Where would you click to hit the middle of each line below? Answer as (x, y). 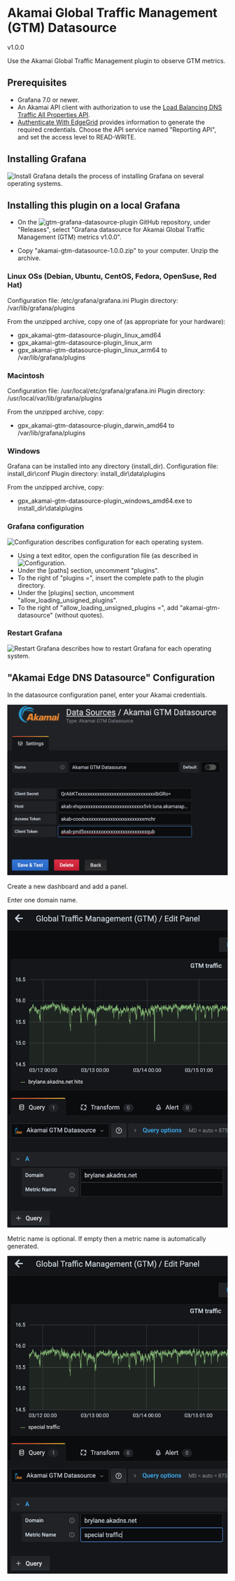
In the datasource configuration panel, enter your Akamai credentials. (107, 695)
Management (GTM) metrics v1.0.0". (70, 237)
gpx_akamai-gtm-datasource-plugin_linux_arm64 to (92, 350)
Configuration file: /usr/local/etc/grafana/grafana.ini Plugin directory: (106, 391)
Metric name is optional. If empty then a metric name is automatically (107, 1239)
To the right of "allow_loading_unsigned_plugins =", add (98, 607)
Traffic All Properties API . (54, 114)
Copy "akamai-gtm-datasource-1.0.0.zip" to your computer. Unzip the (118, 251)
